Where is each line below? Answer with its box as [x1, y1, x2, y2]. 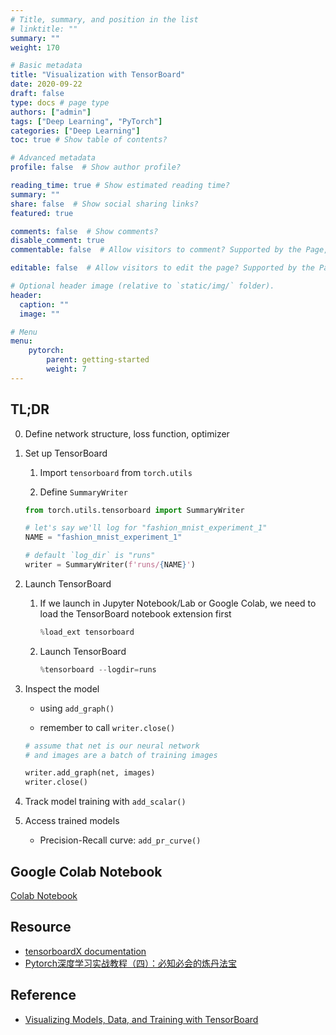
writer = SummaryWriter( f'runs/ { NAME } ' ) [24, 560, 196, 570]
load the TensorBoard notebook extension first [39, 607, 232, 620]
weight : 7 [46, 364, 87, 374]
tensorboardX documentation [24, 945, 147, 957]
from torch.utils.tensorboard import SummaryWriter [24, 505, 245, 515]
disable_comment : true [10, 236, 105, 246]
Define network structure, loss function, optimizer [24, 427, 230, 440]
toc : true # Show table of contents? [10, 135, 168, 145]
